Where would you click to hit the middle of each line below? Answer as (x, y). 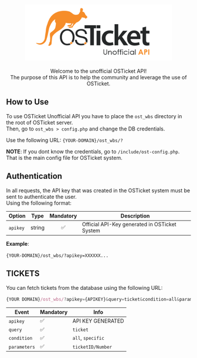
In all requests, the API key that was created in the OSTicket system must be (98, 190)
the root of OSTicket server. (40, 122)
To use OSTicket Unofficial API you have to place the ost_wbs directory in (94, 116)
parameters (22, 347)
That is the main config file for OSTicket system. (64, 158)
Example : (18, 243)
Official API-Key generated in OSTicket (129, 225)
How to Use (28, 102)
